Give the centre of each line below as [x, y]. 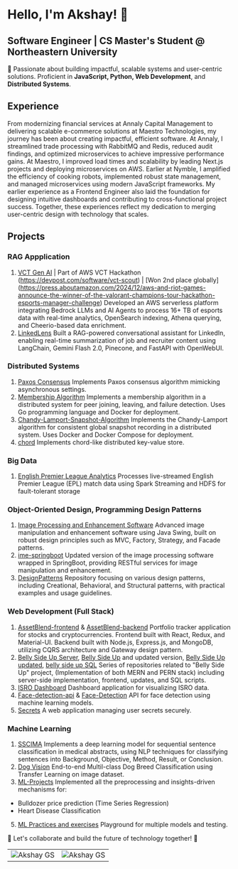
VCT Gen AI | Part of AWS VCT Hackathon [79, 272]
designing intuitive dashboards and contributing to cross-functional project [117, 199]
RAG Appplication [39, 257]
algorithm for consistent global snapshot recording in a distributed [114, 427]
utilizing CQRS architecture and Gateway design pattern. [100, 649]
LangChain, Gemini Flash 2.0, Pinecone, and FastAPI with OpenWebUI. [121, 348]
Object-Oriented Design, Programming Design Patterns [104, 510]
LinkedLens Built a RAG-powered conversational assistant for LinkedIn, [121, 333]
